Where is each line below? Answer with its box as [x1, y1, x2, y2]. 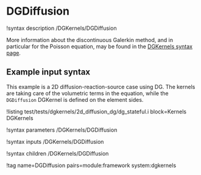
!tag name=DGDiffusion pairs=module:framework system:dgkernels [6, 162, 177, 169]
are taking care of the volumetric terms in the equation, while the [6, 90, 169, 97]
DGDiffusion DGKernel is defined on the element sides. [6, 96, 144, 103]
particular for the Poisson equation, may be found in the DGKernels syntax [6, 43, 193, 50]
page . [6, 49, 21, 56]
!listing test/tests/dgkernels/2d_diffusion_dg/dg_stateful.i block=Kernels [6, 108, 187, 115]
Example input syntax [6, 67, 91, 77]
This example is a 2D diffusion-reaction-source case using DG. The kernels [6, 83, 196, 90]
